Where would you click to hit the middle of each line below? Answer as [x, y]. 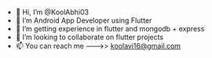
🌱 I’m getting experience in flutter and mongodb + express [110, 29]
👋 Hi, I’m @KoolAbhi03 [52, 12]
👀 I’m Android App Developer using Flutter [84, 20]
